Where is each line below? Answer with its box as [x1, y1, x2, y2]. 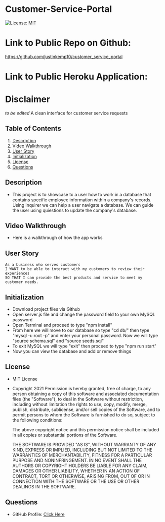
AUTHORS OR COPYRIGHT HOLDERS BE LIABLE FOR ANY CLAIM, [12, 463, 148, 468]
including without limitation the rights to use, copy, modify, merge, [12, 401, 147, 407]
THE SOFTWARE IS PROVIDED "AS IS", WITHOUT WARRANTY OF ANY [12, 441, 157, 447]
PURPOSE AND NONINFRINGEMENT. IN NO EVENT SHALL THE [12, 457, 142, 463]
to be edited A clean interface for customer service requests [5, 110, 128, 116]
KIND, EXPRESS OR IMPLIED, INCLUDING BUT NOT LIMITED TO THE [12, 447, 153, 453]
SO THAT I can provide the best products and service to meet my [5, 275, 142, 281]
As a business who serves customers [5, 262, 81, 267]
